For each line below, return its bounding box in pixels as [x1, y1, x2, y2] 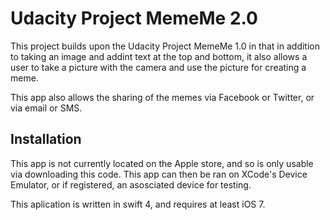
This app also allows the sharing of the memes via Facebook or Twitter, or [10, 91, 315, 103]
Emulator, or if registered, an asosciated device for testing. [10, 178, 252, 191]
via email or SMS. [10, 102, 83, 114]
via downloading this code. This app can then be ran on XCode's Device [10, 168, 308, 180]
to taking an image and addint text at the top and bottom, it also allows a [10, 50, 308, 62]
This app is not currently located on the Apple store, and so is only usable [10, 157, 314, 169]
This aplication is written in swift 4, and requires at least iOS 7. [10, 198, 266, 210]
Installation [10, 131, 82, 148]
